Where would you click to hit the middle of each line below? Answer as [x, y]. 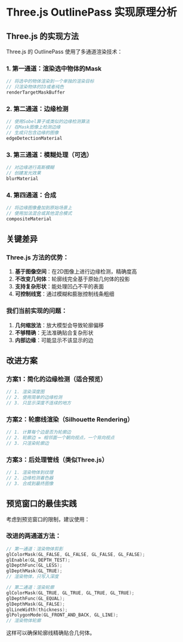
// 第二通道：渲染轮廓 [30, 588]
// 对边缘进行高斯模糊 [30, 168]
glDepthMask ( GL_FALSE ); [36, 604]
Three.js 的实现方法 [43, 36]
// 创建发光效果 [24, 173]
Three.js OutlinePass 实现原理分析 [92, 12]
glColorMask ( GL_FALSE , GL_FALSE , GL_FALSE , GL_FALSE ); [76, 554]
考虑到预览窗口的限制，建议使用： [48, 519]
